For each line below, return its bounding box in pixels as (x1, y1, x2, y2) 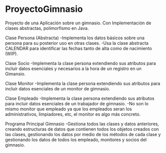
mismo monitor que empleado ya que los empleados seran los (5, 106, 132, 112)
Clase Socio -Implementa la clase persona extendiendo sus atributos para (5, 60, 156, 66)
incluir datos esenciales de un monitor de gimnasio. (5, 85, 111, 91)
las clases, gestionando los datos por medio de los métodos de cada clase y (5, 131, 161, 137)
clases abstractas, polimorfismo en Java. (5, 25, 89, 31)
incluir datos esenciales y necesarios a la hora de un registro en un (5, 66, 142, 72)
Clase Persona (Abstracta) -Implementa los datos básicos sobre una (5, 35, 145, 41)
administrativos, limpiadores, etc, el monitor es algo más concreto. (5, 111, 141, 117)
